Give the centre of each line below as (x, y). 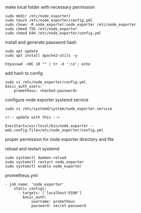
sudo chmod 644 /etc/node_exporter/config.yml (53, 33)
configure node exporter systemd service (47, 100)
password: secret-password (59, 206)
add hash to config (24, 73)
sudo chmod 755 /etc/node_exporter (41, 29)
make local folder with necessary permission (50, 7)
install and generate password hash (41, 42)
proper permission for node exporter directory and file (60, 139)
